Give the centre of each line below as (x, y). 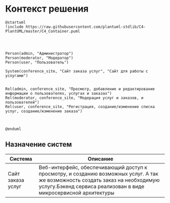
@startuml (16, 22)
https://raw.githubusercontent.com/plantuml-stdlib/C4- (86, 27)
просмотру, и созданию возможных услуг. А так (98, 174)
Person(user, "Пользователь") (37, 62)
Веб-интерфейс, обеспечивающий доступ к (93, 167)
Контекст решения (47, 9)
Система (21, 159)
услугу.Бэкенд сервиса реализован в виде (92, 186)
